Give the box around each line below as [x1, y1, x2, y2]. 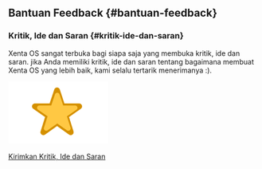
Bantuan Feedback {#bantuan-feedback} [8, 6, 217, 20]
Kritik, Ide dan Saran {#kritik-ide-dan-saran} [8, 30, 185, 41]
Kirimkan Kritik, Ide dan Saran [8, 151, 106, 161]
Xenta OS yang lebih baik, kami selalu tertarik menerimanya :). [8, 65, 213, 75]
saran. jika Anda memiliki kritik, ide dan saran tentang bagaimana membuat [8, 57, 255, 66]
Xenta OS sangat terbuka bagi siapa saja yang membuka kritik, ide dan [8, 48, 240, 58]
